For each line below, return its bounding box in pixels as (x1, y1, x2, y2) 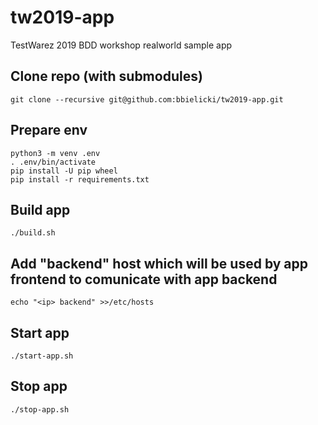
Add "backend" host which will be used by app (10, 255, 309, 272)
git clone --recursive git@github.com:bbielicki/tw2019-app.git (10, 94, 284, 105)
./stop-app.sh (10, 404, 70, 415)
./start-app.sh (10, 351, 74, 361)
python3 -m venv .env (10, 148, 101, 158)
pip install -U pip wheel (10, 166, 118, 176)
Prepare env (10, 122, 88, 139)
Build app (10, 201, 71, 218)
